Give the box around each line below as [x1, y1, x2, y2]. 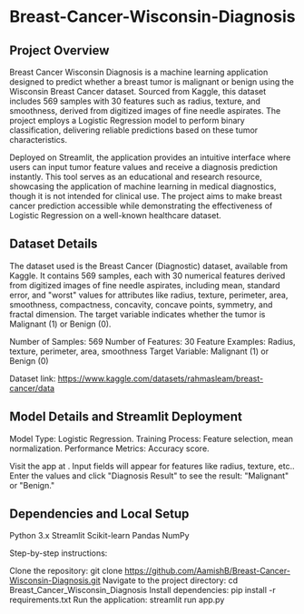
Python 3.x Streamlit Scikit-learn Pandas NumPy [9, 530, 190, 541]
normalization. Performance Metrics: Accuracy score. [9, 443, 211, 454]
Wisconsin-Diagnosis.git [9, 575, 102, 586]
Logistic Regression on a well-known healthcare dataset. [9, 210, 221, 220]
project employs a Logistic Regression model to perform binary [9, 116, 245, 126]
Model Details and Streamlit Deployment [9, 409, 242, 425]
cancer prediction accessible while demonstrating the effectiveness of [9, 200, 273, 211]
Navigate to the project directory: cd [103, 575, 239, 586]
